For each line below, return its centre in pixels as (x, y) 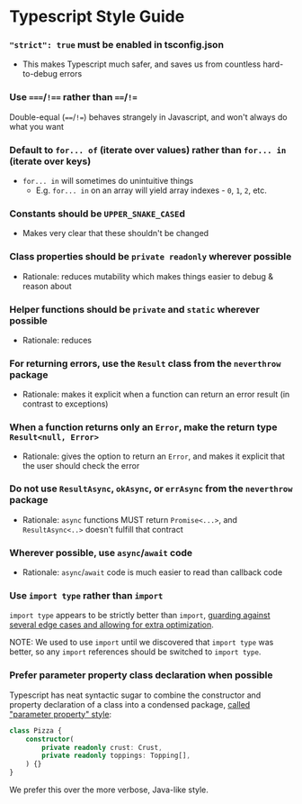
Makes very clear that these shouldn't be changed (115, 233)
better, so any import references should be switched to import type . (135, 652)
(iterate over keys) (50, 161)
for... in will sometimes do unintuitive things (108, 181)
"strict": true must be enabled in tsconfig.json (117, 45)
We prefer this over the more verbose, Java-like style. (109, 790)
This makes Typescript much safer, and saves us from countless (142, 64)
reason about (47, 286)
